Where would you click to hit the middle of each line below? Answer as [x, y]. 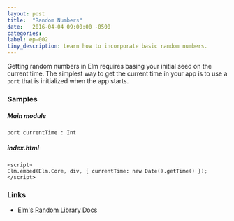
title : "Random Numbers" [45, 20]
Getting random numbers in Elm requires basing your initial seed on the [109, 66]
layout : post [26, 14]
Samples [22, 99]
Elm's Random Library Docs [57, 210]
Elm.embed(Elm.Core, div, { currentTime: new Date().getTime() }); [108, 171]
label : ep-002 [28, 40]
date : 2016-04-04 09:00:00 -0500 [59, 27]
